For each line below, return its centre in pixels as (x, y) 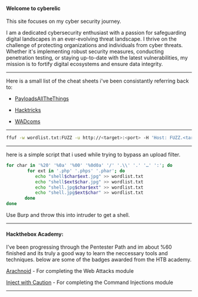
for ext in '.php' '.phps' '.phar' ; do (76, 171)
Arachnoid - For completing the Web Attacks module (70, 271)
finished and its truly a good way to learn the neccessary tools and (87, 253)
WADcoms (27, 121)
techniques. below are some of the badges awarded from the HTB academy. (99, 260)
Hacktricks (28, 110)
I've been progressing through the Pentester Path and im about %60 (89, 247)
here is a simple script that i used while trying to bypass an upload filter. (93, 155)
